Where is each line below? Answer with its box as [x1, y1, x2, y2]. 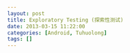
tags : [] [7, 36, 33, 43]
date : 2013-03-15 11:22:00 [7, 23, 86, 30]
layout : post [7, 10, 45, 17]
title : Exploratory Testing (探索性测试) [7, 17, 124, 23]
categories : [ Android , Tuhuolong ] [7, 29, 108, 36]
